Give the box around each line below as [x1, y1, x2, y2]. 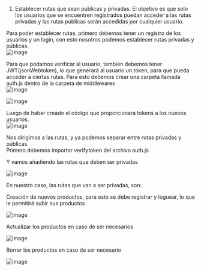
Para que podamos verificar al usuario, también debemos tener [6, 60, 163, 67]
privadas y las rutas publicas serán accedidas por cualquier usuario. [14, 18, 184, 25]
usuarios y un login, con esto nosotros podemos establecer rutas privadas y [6, 36, 194, 43]
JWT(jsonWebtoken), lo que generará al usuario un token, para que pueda [6, 67, 190, 74]
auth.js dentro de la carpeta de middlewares [6, 79, 115, 87]
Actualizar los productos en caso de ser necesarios [6, 223, 134, 230]
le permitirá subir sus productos [6, 200, 85, 207]
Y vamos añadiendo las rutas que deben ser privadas [6, 158, 138, 165]
